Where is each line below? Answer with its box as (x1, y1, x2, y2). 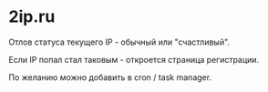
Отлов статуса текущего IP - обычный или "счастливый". (8, 36, 230, 47)
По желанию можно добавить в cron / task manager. (8, 71, 211, 83)
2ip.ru (8, 6, 56, 27)
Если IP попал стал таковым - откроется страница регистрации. (8, 54, 260, 65)
